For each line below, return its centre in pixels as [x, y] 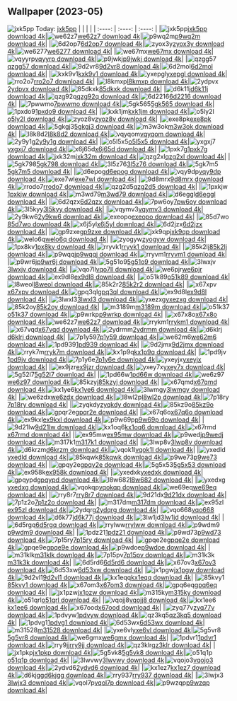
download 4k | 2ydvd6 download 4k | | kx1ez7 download [114, 667]
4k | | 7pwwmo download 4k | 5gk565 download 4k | [111, 104]
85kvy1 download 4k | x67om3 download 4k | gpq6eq [112, 585]
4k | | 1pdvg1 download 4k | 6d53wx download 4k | [106, 622]
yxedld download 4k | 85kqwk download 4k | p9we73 [112, 457]
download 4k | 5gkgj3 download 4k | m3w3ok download [116, 126]
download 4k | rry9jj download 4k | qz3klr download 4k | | [111, 645]
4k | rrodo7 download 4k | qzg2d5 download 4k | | [104, 186]
